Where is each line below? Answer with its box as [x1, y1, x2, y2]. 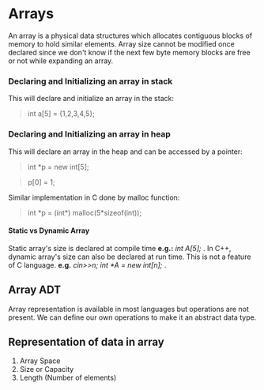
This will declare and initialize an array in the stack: [8, 94, 174, 103]
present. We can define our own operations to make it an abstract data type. [8, 313, 257, 322]
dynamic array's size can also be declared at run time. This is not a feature [8, 252, 251, 261]
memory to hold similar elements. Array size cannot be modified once [8, 39, 235, 48]
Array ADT [8, 283, 62, 297]
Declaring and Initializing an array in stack [8, 76, 173, 87]
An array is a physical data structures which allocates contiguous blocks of [8, 31, 253, 40]
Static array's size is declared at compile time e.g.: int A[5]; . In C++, [8, 243, 232, 253]
